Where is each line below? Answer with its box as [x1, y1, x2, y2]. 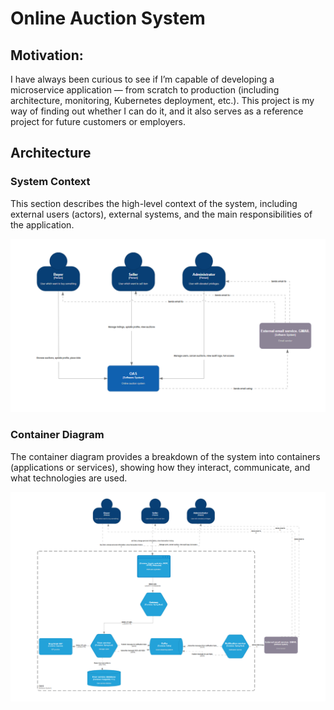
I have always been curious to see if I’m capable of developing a [10, 73, 275, 85]
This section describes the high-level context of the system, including [10, 197, 298, 209]
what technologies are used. [10, 472, 128, 484]
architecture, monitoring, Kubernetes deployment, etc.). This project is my [10, 95, 315, 106]
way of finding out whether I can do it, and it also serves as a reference [10, 105, 304, 117]
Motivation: [10, 47, 84, 64]
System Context [10, 175, 91, 189]
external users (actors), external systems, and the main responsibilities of [10, 208, 313, 220]
